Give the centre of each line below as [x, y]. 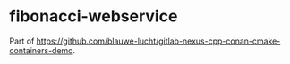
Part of [22, 41]
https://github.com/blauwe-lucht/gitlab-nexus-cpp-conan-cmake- [158, 41]
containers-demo [41, 50]
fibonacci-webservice [94, 16]
